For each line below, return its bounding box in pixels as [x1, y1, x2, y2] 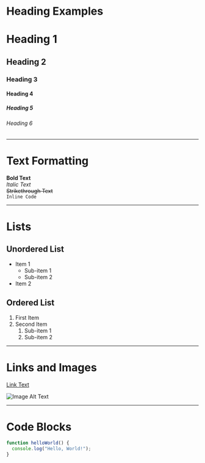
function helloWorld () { [6, 440, 70, 446]
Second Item [15, 320, 48, 328]
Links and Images [6, 360, 98, 374]
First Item [15, 314, 40, 321]
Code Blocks [6, 420, 72, 434]
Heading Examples [6, 4, 104, 18]
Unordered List [6, 244, 64, 255]
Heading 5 [6, 104, 34, 111]
